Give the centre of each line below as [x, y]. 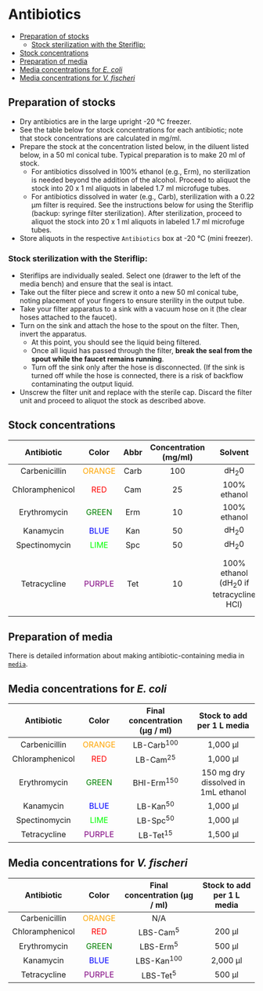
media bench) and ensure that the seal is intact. [96, 284]
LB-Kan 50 [155, 805]
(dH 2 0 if [234, 584]
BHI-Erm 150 [155, 782]
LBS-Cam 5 [159, 932]
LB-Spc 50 [155, 820]
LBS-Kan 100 [159, 960]
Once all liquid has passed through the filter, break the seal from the [142, 351]
